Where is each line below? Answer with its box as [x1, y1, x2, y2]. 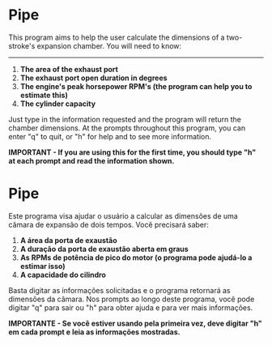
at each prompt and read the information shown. [8, 155, 175, 165]
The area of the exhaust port [19, 64, 119, 74]
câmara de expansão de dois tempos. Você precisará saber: [8, 219, 209, 229]
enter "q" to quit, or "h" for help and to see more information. [8, 131, 212, 141]
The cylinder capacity [19, 99, 96, 109]
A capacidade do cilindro [19, 270, 107, 279]
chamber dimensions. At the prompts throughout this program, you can [8, 123, 245, 133]
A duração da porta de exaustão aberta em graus [19, 244, 189, 253]
